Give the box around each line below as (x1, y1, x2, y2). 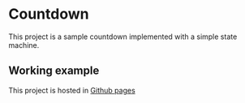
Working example (8, 64, 100, 78)
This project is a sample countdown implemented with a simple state (8, 32, 238, 41)
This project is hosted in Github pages (8, 85, 135, 95)
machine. (8, 40, 40, 49)
